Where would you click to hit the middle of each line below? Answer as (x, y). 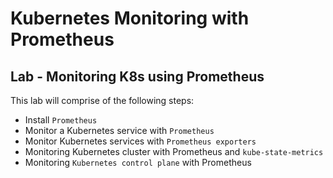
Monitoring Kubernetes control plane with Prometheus (138, 162)
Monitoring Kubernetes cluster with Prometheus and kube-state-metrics (174, 151)
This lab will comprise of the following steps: (102, 100)
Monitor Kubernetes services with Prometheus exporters (140, 141)
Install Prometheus (61, 120)
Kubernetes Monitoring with (130, 18)
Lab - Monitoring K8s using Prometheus (137, 76)
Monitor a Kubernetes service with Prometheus (119, 130)
